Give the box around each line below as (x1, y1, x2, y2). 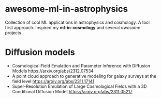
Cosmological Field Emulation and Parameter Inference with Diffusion (12, 63, 151, 68)
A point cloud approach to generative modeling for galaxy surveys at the (12, 73, 157, 79)
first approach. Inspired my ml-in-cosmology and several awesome (5, 24, 141, 30)
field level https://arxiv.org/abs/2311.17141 (12, 78, 95, 84)
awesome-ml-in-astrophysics (5, 3, 128, 15)
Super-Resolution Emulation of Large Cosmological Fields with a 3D (12, 83, 147, 89)
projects (5, 30, 22, 35)
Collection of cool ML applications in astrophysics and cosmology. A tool (5, 19, 150, 25)
